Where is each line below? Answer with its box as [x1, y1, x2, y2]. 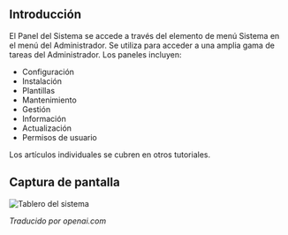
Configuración [21, 66, 75, 77]
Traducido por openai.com [9, 216, 107, 226]
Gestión [21, 103, 51, 114]
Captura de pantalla [9, 175, 121, 190]
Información [21, 113, 66, 124]
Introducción [9, 7, 82, 22]
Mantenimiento [21, 95, 77, 105]
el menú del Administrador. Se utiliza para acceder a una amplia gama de [9, 40, 276, 50]
